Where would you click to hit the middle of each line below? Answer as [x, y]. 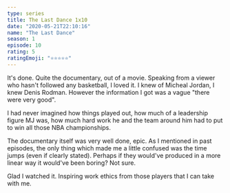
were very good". [32, 100]
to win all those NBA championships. [59, 127]
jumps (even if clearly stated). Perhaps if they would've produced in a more [114, 155]
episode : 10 [24, 45]
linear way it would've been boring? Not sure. [72, 163]
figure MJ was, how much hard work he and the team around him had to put [115, 120]
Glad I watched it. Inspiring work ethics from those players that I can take [111, 176]
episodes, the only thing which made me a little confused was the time [107, 148]
